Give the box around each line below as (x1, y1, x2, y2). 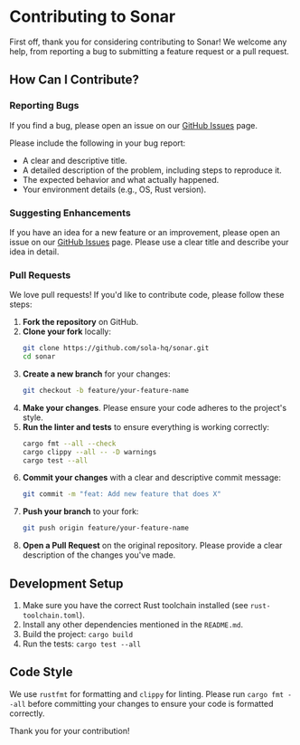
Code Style (9, 664, 73, 680)
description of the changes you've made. (22, 549, 176, 560)
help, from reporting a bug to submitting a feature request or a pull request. (9, 45, 289, 56)
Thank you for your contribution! (9, 725, 130, 736)
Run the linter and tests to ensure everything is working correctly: (22, 421, 269, 432)
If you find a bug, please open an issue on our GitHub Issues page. (9, 119, 258, 130)
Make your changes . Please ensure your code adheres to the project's (22, 402, 287, 413)
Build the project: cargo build (22, 629, 134, 640)
